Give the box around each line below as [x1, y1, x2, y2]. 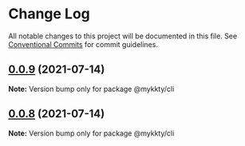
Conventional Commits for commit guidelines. [8, 39, 158, 49]
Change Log [8, 5, 90, 23]
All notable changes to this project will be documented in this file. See [8, 31, 238, 41]
